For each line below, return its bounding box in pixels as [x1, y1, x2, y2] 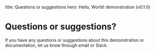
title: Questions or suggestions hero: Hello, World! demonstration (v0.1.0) [5, 4, 151, 10]
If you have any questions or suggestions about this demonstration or [5, 37, 144, 43]
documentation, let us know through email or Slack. [5, 42, 108, 48]
